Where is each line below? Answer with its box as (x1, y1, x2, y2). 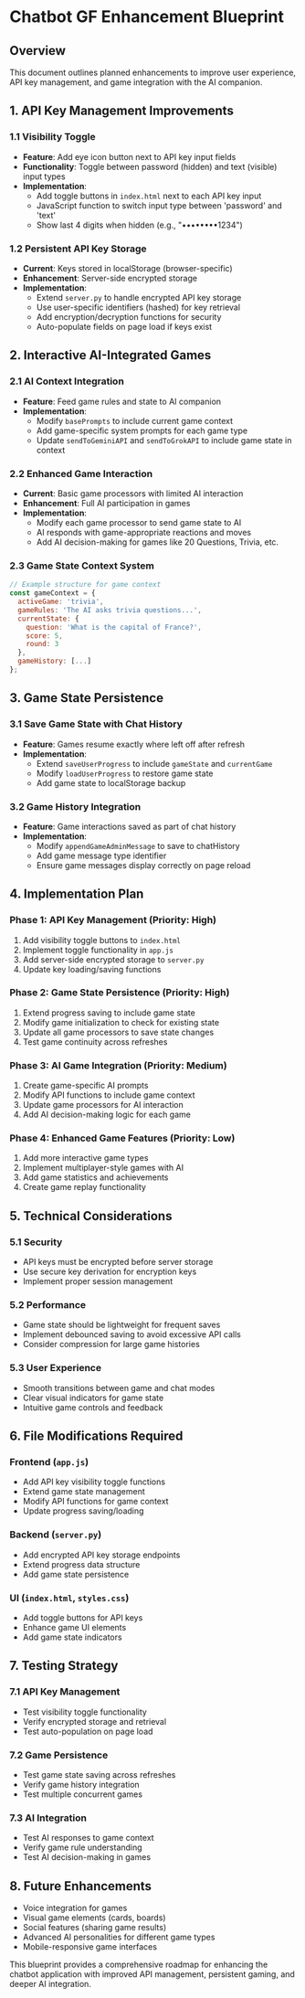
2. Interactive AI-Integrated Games (9, 347, 212, 363)
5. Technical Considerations (9, 1208, 173, 1224)
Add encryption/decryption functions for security (36, 311, 222, 322)
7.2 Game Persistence (9, 1748, 109, 1761)
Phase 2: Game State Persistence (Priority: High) (9, 986, 230, 999)
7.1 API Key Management (9, 1685, 121, 1698)
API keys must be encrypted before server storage (22, 1257, 214, 1268)
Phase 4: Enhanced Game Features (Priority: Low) (9, 1132, 236, 1144)
